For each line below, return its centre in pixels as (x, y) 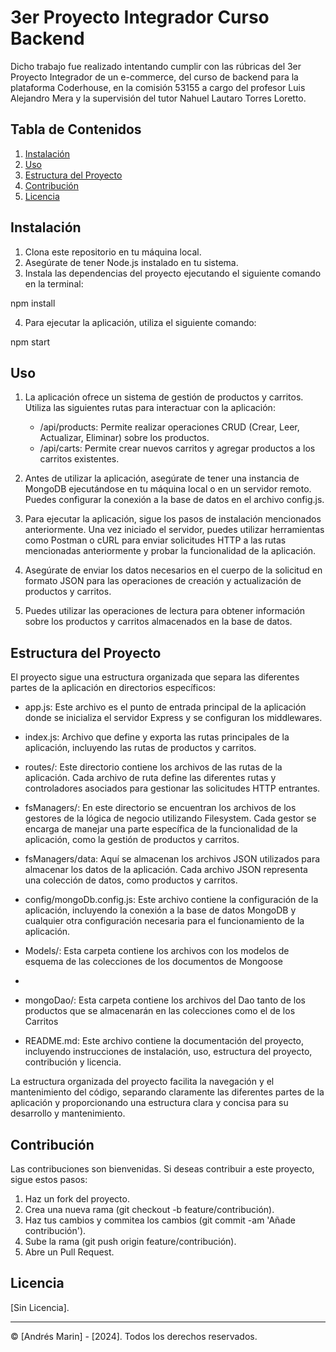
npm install (33, 303)
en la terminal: (54, 283)
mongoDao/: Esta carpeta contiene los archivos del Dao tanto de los (165, 1000)
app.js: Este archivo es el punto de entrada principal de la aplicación (165, 707)
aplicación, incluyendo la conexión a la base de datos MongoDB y (160, 910)
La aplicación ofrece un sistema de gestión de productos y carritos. (164, 397)
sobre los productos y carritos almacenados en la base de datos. (158, 622)
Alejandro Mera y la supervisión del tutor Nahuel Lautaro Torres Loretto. (158, 98)
